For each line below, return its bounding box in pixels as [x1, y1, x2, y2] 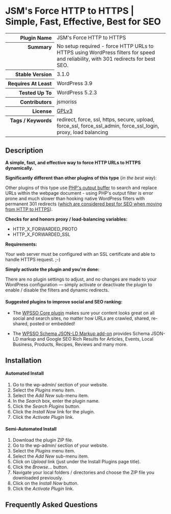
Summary [27, 43, 52, 50]
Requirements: [5, 241, 37, 248]
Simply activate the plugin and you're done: [5, 266, 100, 273]
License [32, 107, 52, 114]
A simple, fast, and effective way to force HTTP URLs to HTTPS [5, 160, 141, 166]
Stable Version [15, 71, 52, 78]
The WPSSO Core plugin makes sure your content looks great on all [12, 310, 155, 316]
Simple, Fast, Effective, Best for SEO [5, 16, 161, 27]
